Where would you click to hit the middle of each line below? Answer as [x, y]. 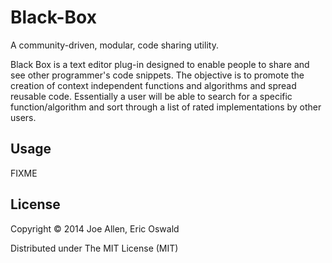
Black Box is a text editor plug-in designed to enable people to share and [160, 64]
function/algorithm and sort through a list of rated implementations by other [166, 107]
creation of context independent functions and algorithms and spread [153, 85]
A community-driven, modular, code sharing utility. [114, 45]
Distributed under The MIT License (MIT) [94, 248]
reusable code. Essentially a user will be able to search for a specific [151, 96]
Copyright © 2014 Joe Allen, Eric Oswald [95, 228]
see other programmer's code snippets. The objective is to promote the [157, 75]
